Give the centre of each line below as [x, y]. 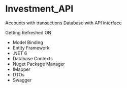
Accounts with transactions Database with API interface [63, 23]
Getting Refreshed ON [28, 32]
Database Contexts [33, 58]
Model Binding [28, 42]
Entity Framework [31, 48]
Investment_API [39, 9]
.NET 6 [20, 53]
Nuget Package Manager [39, 64]
